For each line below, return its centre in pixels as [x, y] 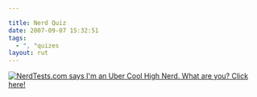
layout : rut [28, 53]
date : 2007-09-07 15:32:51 [54, 30]
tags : [17, 38]
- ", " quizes [37, 45]
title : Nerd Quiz [37, 23]
